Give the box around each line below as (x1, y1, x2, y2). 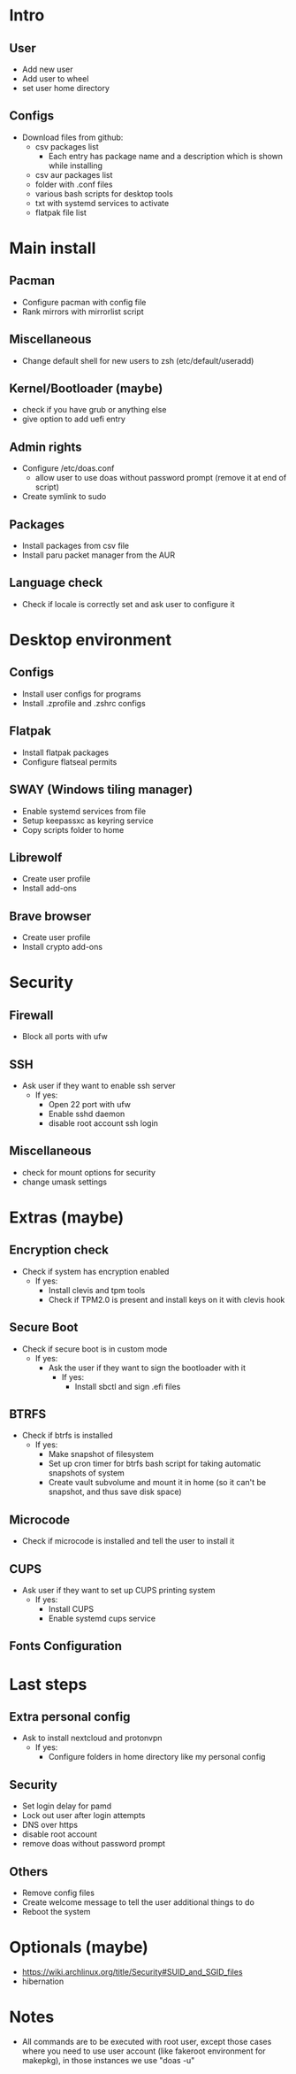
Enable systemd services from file (21, 806, 147, 816)
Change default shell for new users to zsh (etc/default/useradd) (21, 355, 254, 366)
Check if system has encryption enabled (21, 1266, 170, 1276)
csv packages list (34, 141, 99, 151)
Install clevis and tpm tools (48, 1284, 146, 1295)
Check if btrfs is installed (21, 1430, 113, 1441)
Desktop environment (9, 630, 172, 651)
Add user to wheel (21, 73, 89, 84)
